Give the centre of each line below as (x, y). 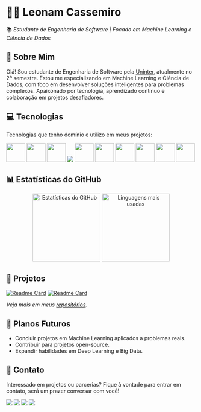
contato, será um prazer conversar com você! (63, 391)
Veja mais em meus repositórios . (47, 305)
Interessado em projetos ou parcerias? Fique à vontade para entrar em (94, 384)
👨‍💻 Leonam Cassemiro (64, 12)
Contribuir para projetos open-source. (62, 344)
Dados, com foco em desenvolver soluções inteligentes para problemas (95, 84)
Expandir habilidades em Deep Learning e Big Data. (79, 351)
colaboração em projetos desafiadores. (55, 97)
